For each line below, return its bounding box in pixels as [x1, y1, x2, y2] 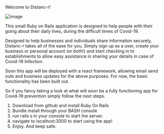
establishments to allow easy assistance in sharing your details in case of [5, 53, 154, 59]
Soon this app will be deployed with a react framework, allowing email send [5, 68, 159, 74]
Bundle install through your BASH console [12, 108, 98, 113]
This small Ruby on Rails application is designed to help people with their [5, 23, 153, 29]
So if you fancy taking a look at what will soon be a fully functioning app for [5, 88, 158, 93]
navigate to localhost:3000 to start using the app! [12, 118, 113, 124]
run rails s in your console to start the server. [12, 113, 103, 119]
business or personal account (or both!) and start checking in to [5, 48, 134, 54]
